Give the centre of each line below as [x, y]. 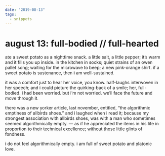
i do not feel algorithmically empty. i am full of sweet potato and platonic [79, 144]
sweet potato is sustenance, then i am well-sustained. [60, 73]
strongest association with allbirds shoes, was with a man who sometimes [80, 118]
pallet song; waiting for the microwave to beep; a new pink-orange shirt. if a [82, 68]
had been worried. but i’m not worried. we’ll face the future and [88, 93]
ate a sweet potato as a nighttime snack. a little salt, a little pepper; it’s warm [83, 57]
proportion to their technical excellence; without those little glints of [74, 129]
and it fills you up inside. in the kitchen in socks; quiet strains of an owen [79, 62]
